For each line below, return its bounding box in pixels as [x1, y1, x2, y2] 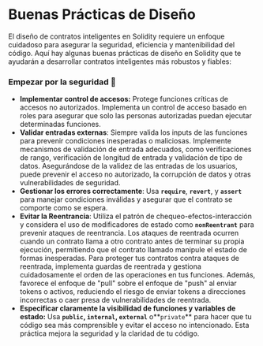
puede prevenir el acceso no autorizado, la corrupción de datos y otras [19, 169, 251, 179]
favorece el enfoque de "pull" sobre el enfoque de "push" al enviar [19, 278, 237, 288]
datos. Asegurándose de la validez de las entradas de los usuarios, [19, 162, 239, 171]
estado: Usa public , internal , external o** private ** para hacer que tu [19, 312, 252, 322]
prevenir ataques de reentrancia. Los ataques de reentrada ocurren [19, 229, 239, 238]
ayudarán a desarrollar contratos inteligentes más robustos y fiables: [8, 57, 231, 66]
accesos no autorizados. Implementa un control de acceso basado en [19, 102, 247, 112]
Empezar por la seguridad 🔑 [8, 76, 117, 87]
